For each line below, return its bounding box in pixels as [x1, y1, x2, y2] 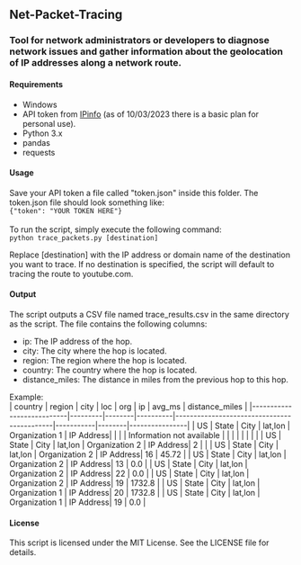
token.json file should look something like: [9, 197, 164, 208]
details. [9, 547, 37, 558]
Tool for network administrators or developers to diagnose [9, 34, 270, 47]
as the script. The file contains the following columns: [9, 318, 208, 329]
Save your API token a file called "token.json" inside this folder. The [9, 187, 259, 198]
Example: [9, 391, 44, 402]
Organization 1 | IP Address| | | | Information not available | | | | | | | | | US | [9, 429, 281, 440]
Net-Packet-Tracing [9, 7, 123, 22]
